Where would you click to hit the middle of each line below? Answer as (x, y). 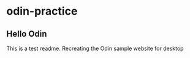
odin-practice (42, 11)
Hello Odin (27, 34)
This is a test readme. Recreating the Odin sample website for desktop (95, 48)
